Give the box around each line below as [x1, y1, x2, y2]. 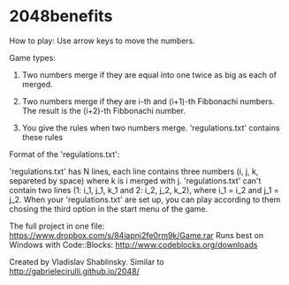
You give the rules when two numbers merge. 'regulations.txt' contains [21, 122, 280, 133]
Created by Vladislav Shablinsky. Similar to [9, 256, 165, 266]
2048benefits [9, 6, 113, 26]
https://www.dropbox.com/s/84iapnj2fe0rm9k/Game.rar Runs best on [9, 229, 263, 240]
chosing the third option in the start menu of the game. [9, 203, 209, 214]
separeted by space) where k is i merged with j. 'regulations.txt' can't [9, 175, 262, 186]
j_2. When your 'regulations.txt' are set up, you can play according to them [9, 194, 281, 205]
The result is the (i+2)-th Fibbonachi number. [21, 105, 186, 116]
